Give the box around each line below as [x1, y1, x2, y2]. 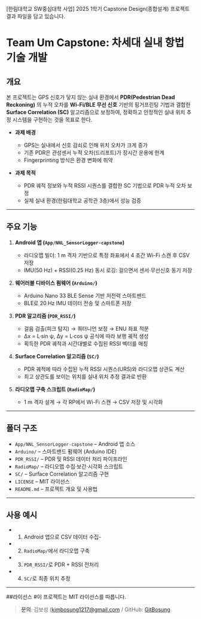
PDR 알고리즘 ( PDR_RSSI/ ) [14, 312, 76, 319]
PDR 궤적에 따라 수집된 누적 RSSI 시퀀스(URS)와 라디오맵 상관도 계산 [23, 365, 185, 373]
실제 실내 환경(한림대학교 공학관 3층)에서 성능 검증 [23, 197, 142, 204]
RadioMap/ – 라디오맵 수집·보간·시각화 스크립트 [14, 463, 124, 470]
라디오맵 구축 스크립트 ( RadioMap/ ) [14, 385, 96, 392]
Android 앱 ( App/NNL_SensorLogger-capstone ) [14, 238, 125, 246]
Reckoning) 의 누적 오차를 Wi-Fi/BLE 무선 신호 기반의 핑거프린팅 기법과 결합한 [6, 101, 191, 108]
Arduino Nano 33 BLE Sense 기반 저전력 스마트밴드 [23, 292, 147, 299]
